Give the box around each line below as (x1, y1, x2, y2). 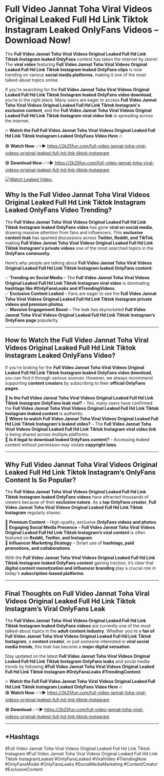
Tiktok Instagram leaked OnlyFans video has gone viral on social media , (5, 224, 154, 230)
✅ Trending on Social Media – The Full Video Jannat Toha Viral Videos (5, 274, 150, 280)
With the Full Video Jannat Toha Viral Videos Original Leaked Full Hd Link (5, 555, 155, 561)
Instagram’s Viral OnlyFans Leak (5, 605, 106, 613)
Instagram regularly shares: (5, 509, 61, 516)
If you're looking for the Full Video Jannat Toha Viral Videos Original (5, 364, 144, 370)
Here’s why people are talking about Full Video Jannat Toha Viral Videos (5, 260, 152, 266)
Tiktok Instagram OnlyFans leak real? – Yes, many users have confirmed (5, 400, 153, 406)
